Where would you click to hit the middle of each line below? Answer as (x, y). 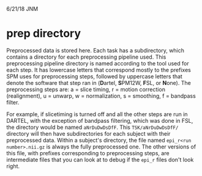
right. (13, 166)
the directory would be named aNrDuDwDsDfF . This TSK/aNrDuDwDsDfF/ (92, 127)
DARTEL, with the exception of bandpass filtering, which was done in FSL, (100, 120)
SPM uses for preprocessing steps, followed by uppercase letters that (94, 76)
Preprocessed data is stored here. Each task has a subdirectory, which (95, 50)
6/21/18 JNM (22, 9)
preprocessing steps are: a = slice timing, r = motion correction (86, 89)
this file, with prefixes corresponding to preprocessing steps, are (88, 153)
